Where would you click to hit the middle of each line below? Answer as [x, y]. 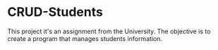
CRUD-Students [55, 12]
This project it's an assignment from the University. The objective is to [109, 31]
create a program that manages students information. [85, 38]
